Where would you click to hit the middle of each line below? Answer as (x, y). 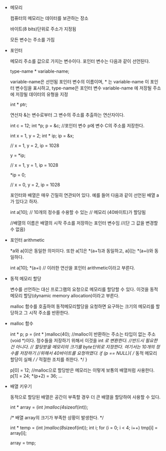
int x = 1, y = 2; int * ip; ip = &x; (42, 136)
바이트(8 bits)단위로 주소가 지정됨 (43, 29)
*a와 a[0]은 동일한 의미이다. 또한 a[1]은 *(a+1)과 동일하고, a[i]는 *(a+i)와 (81, 251)
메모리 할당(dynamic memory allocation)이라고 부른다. (65, 296)
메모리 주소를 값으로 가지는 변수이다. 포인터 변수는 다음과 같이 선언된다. (80, 61)
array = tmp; (23, 443)
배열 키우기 (21, 386)
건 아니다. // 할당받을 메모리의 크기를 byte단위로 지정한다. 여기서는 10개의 (82, 347)
